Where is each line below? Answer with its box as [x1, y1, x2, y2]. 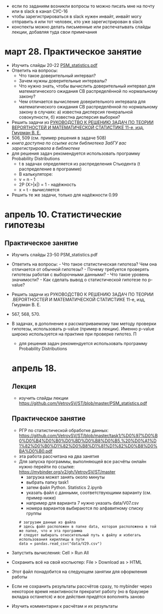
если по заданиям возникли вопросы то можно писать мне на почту [11, 3, 155, 9]
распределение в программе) [18, 166, 82, 172]
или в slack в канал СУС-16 [11, 8, 68, 14]
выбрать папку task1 [26, 479, 69, 485]
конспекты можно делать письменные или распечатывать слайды [11, 24, 151, 30]
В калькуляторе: [18, 171, 53, 177]
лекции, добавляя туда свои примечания [11, 29, 97, 35]
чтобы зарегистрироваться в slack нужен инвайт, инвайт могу [11, 14, 142, 19]
